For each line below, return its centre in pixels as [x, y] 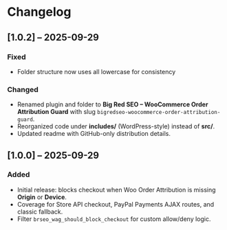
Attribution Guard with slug [56, 112]
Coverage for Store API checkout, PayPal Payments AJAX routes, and [116, 204]
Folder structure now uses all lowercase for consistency [96, 71]
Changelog [39, 12]
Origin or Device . [42, 197]
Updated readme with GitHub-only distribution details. [94, 134]
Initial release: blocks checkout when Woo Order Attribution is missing [116, 189]
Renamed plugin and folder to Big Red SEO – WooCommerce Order [112, 104]
